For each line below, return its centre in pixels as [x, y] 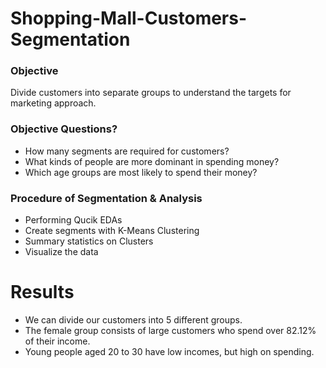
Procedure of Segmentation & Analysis [106, 198]
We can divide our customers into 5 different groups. [133, 320]
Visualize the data [61, 252]
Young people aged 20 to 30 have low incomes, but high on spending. [169, 352]
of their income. [57, 341]
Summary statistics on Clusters [89, 241]
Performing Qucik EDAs [73, 220]
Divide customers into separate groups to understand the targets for [151, 93]
